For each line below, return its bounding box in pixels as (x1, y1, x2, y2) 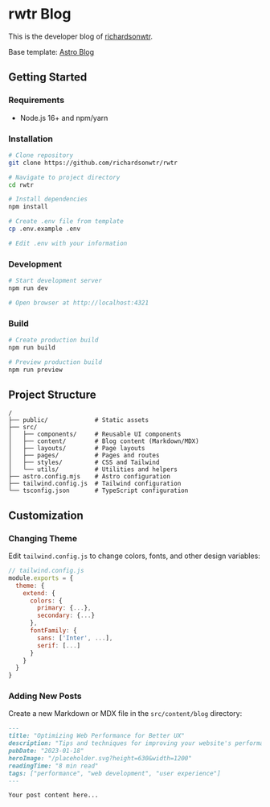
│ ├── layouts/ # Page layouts (8, 445, 146, 453)
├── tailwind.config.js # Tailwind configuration (8, 480, 182, 488)
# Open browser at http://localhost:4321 (8, 299, 149, 307)
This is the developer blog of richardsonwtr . (8, 31, 153, 41)
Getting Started (8, 70, 88, 85)
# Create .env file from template (8, 217, 125, 226)
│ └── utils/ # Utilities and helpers (8, 466, 178, 474)
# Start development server (8, 277, 103, 285)
